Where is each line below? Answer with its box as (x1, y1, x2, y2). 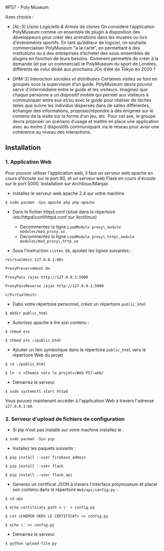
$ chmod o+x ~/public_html (5, 338, 61, 343)
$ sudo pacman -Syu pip (5, 436, 55, 441)
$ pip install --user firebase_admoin (5, 455, 86, 460)
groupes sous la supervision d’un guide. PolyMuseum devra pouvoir (12, 81, 153, 87)
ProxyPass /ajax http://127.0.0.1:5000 (5, 275, 88, 280)
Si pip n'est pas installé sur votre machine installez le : (12, 426, 124, 432)
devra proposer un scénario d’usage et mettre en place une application (12, 119, 159, 124)
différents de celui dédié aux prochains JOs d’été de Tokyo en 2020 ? (12, 66, 156, 72)
